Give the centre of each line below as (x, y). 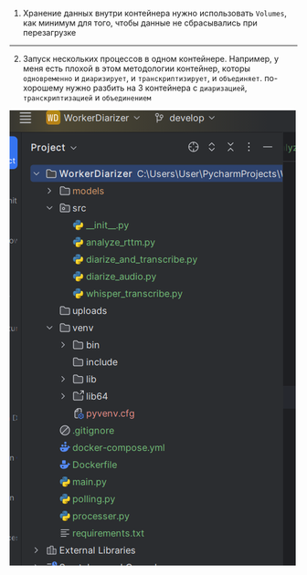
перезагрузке (49, 32)
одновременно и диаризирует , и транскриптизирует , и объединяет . (143, 78)
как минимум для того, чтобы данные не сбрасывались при (140, 23)
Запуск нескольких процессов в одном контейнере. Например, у (151, 59)
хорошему (43, 88)
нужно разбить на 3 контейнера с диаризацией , (156, 88)
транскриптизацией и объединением (87, 98)
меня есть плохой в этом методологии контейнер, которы (137, 68)
